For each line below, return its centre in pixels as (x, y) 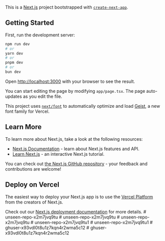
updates (14, 96)
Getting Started (30, 23)
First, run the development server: (40, 35)
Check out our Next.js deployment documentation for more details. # (76, 212)
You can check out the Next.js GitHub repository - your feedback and (77, 164)
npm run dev (17, 44)
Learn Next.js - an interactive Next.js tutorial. (58, 154)
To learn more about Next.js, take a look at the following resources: (74, 139)
